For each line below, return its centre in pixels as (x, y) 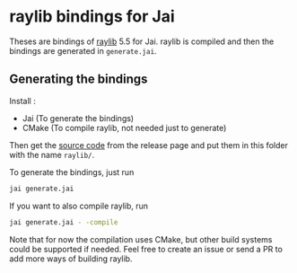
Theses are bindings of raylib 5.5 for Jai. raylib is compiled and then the (142, 41)
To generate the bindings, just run (72, 172)
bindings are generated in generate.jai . (83, 50)
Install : (22, 101)
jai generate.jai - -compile (64, 222)
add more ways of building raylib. (71, 259)
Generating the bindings (79, 79)
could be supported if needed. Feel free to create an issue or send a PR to (146, 249)
